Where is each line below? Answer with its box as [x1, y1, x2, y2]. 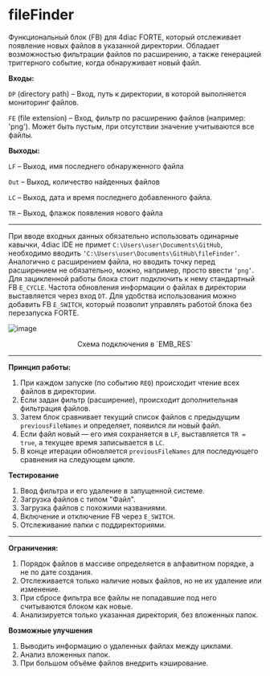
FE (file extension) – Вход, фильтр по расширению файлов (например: [8, 113, 246, 122]
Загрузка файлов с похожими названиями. [19, 502, 167, 512]
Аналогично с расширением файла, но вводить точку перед [8, 256, 215, 266]
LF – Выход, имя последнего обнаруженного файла [8, 161, 184, 170]
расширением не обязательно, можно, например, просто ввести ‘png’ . [8, 265, 255, 275]
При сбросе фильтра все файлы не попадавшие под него [19, 592, 217, 602]
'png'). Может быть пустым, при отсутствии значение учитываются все [8, 121, 255, 131]
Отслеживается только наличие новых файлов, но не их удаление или [19, 576, 262, 585]
